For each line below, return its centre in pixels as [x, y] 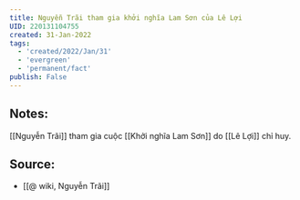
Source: [32, 164]
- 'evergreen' [44, 60]
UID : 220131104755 [44, 26]
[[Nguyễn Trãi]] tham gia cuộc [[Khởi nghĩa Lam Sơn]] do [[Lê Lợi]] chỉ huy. [150, 135]
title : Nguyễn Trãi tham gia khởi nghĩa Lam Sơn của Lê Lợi [126, 18]
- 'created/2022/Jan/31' [65, 52]
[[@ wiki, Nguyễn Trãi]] [66, 186]
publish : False [38, 77]
